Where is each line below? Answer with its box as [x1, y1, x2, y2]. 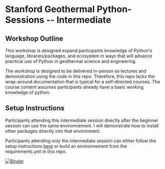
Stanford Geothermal [5, 4, 95, 15]
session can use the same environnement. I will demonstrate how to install [5, 122, 159, 129]
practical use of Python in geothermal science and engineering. [5, 58, 137, 64]
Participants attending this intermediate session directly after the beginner [5, 117, 158, 123]
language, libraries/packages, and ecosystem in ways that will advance [5, 53, 153, 59]
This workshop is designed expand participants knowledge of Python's [5, 48, 152, 53]
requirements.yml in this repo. [5, 148, 67, 154]
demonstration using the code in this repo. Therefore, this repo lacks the [5, 73, 155, 79]
